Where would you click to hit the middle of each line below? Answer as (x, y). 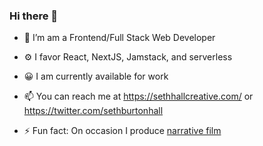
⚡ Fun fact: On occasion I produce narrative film (122, 131)
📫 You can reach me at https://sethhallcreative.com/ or (138, 96)
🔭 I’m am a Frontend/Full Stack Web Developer (119, 38)
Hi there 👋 (34, 16)
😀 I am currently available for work (96, 76)
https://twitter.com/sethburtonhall (93, 111)
